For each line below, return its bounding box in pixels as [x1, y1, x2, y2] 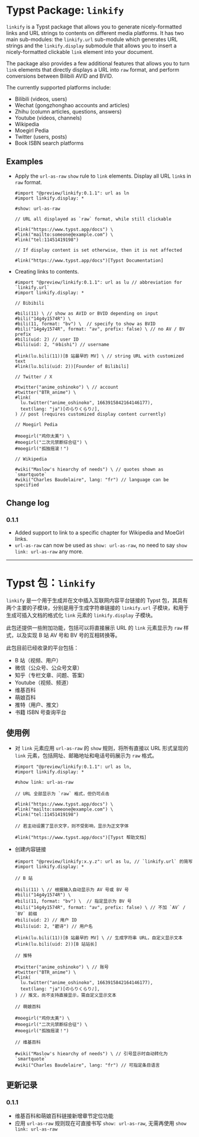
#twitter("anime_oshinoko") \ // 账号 [14, 964, 109, 971]
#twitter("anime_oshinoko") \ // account [14, 384, 118, 390]
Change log [6, 498, 50, 508]
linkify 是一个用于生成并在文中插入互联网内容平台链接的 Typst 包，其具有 [6, 597, 188, 604]
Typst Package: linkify [6, 4, 124, 17]
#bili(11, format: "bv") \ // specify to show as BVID [14, 321, 156, 326]
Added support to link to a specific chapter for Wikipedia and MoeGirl [14, 529, 185, 536]
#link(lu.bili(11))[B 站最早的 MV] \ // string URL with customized [14, 353, 184, 359]
